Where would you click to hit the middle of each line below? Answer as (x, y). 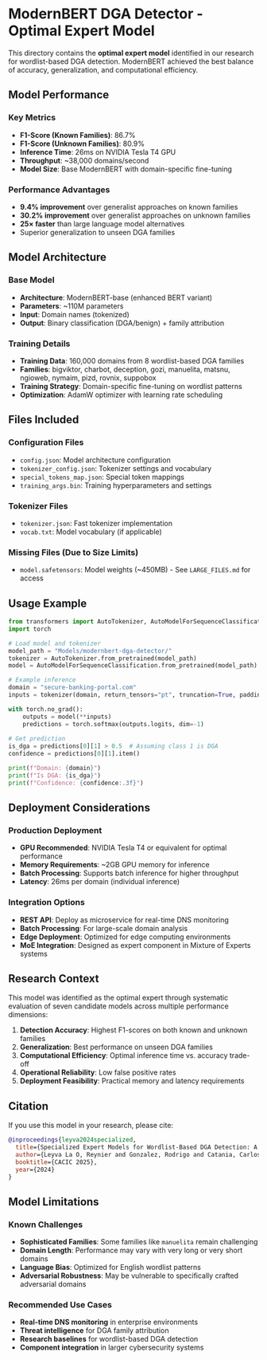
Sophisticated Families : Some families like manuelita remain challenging (139, 1242)
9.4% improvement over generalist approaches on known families (129, 206)
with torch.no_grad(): (46, 709)
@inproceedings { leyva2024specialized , (72, 1140)
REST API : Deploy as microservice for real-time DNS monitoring (124, 920)
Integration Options (46, 902)
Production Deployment (55, 830)
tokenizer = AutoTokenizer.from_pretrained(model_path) (103, 658)
